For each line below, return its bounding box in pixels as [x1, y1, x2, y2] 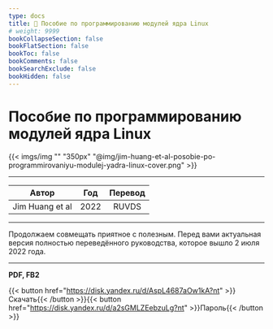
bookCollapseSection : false [8, 34, 104, 43]
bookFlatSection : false [8, 42, 89, 50]
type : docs [8, 11, 45, 20]
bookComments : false [8, 58, 79, 66]
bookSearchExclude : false [8, 65, 96, 73]
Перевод [109, 187, 146, 198]
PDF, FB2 [8, 270, 40, 279]
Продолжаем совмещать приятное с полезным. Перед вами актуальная [8, 229, 262, 239]
